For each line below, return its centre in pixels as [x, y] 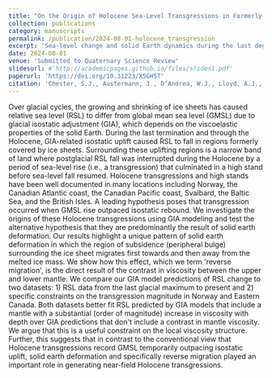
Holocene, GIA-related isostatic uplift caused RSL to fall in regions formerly [134, 141]
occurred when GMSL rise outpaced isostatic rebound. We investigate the [132, 210]
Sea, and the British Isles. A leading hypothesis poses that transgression [129, 201]
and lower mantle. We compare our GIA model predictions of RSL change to [135, 278]
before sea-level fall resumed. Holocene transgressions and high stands [129, 176]
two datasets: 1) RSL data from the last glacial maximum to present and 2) [131, 287]
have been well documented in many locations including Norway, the [123, 184]
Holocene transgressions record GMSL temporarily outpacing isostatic [126, 347]
